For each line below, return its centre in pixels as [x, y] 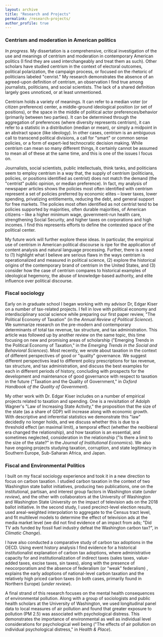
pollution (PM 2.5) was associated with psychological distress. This [72, 614]
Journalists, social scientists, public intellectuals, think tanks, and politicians [81, 168]
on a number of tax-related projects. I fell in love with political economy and [81, 309]
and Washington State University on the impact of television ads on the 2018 [81, 502]
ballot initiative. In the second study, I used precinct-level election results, [79, 507]
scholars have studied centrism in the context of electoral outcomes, [74, 66]
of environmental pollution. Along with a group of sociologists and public [78, 599]
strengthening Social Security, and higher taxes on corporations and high [78, 219]
